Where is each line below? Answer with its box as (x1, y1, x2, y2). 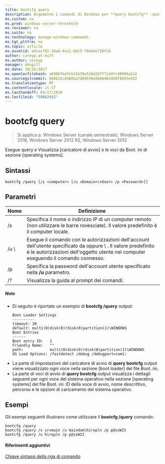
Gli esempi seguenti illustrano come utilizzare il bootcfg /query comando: (5, 414, 154, 420)
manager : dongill (5, 62, 41, 67)
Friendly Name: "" (12, 343, 55, 348)
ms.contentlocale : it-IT (5, 85, 56, 90)
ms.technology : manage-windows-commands (5, 35, 89, 40)
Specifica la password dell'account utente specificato (27, 263, 151, 270)
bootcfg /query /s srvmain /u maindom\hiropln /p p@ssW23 (5, 427, 126, 432)
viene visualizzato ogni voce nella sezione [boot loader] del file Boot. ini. (12, 365, 159, 371)
